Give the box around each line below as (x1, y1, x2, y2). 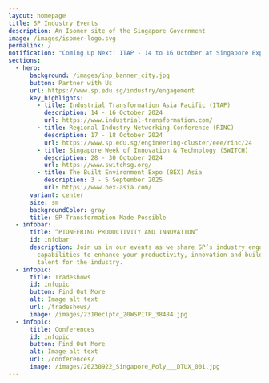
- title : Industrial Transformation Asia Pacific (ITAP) (37, 101, 231, 109)
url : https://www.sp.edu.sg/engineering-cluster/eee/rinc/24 (43, 138, 252, 147)
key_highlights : (29, 94, 84, 102)
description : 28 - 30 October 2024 (43, 153, 163, 161)
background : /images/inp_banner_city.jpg (29, 71, 171, 79)
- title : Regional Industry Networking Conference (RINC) (37, 124, 235, 132)
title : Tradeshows (29, 273, 91, 281)
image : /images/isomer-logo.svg (8, 34, 116, 43)
